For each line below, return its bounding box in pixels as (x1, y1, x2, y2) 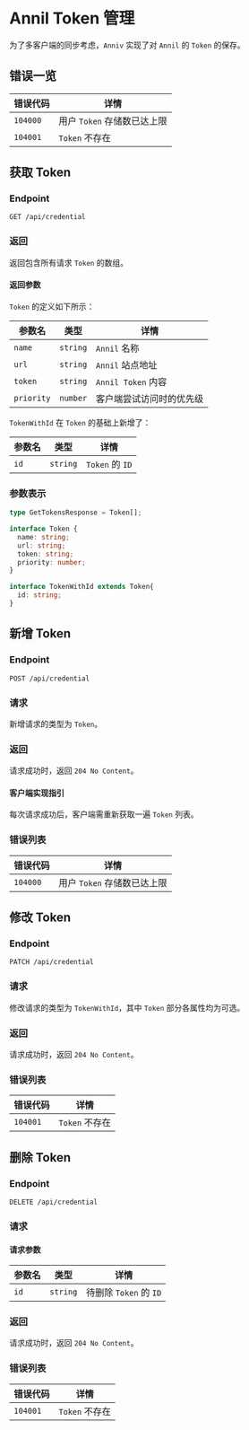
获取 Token (9, 165, 72, 180)
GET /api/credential (9, 213, 87, 222)
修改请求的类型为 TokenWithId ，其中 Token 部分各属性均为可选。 (9, 1002, 245, 1013)
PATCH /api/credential (9, 958, 94, 967)
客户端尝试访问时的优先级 (95, 392, 204, 405)
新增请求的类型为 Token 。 (9, 718, 103, 729)
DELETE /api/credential (9, 1198, 99, 1207)
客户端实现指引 (9, 787, 64, 798)
